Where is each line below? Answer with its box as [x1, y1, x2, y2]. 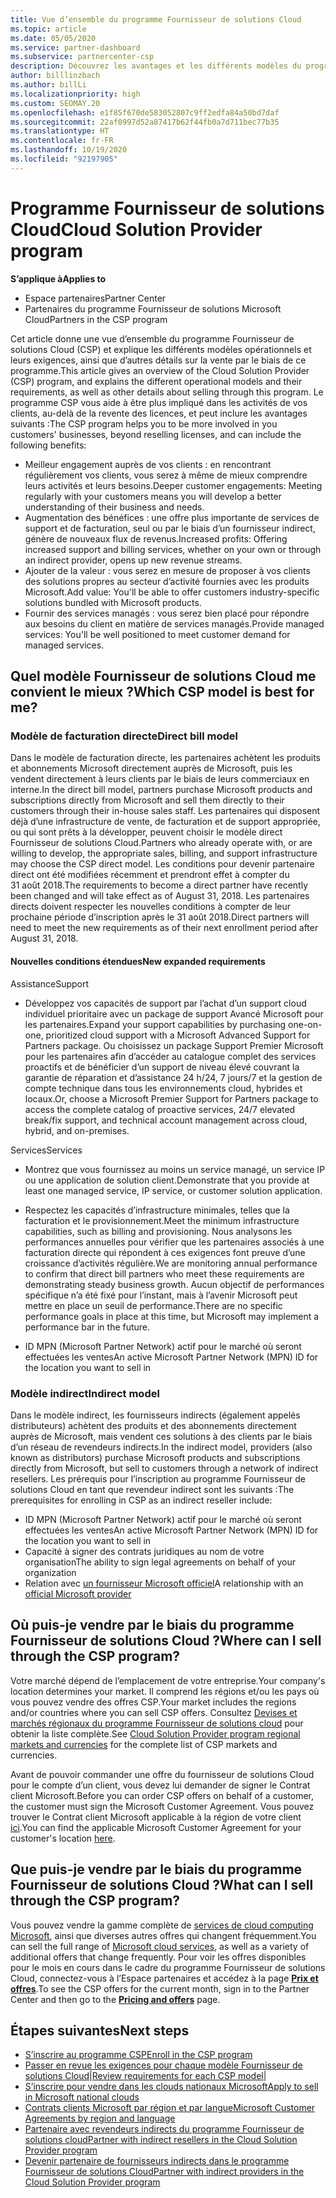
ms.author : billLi [10, 80, 87, 90]
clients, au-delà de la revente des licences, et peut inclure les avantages [10, 407, 308, 419]
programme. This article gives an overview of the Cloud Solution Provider [10, 364, 310, 376]
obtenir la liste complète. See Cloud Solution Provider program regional [10, 1727, 301, 1740]
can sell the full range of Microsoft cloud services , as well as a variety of [10, 1940, 310, 1952]
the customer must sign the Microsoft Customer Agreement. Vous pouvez [10, 1800, 315, 1812]
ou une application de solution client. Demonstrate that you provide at [24, 1174, 310, 1186]
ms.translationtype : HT [10, 126, 110, 136]
